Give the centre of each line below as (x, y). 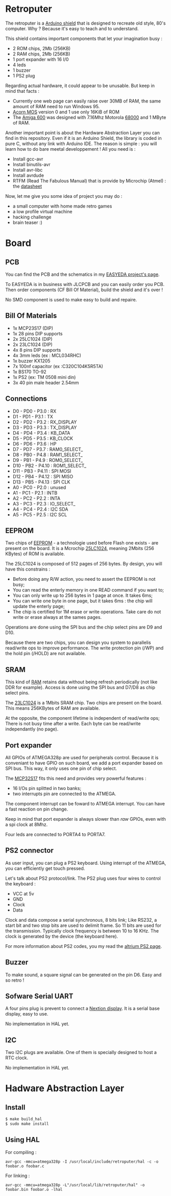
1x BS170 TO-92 (30, 372)
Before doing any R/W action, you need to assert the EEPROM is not (84, 579)
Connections (26, 399)
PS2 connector (29, 851)
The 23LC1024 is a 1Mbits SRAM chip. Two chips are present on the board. (84, 703)
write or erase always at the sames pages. (57, 617)
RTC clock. (17, 1058)
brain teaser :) (27, 222)
